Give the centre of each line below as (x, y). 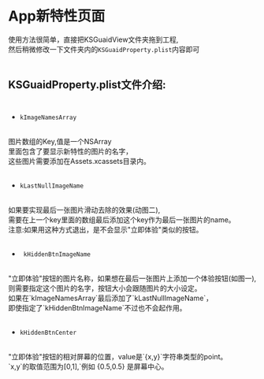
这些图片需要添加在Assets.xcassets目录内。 (80, 161)
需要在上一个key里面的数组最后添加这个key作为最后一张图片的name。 (122, 219)
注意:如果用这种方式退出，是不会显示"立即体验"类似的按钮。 (106, 229)
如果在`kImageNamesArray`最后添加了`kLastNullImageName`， (111, 298)
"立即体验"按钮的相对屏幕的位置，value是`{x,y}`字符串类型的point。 (118, 356)
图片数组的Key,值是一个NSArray (60, 141)
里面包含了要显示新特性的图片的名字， (70, 151)
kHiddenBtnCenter (48, 333)
